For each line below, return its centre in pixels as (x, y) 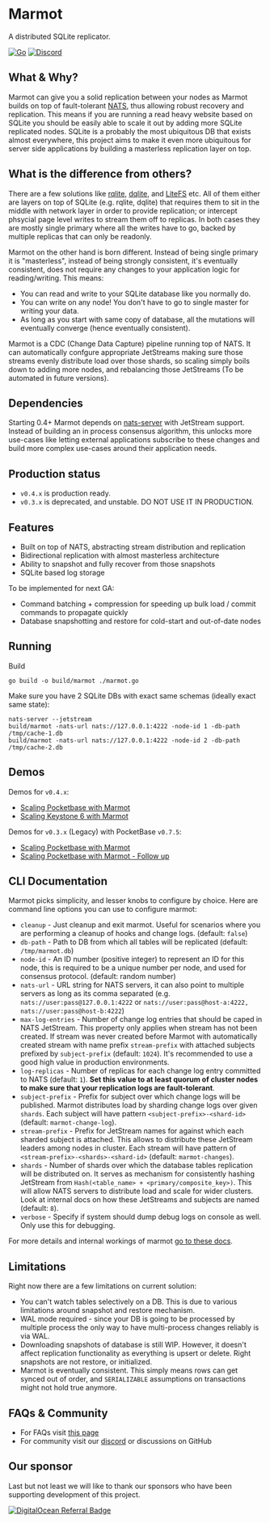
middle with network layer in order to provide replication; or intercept (123, 210)
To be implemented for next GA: (61, 588)
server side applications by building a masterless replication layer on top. (130, 148)
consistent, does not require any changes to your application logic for (124, 269)
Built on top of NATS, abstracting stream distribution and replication (133, 547)
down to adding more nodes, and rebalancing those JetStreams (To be (126, 369)
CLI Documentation (58, 882)
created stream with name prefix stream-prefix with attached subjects (137, 1045)
